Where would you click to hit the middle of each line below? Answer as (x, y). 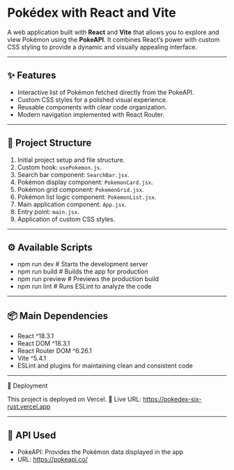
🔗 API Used (32, 435)
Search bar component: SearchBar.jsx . (73, 174)
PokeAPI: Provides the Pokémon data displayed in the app (100, 452)
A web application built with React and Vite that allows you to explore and (113, 32)
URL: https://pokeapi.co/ (53, 459)
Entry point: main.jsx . (48, 211)
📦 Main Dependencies (58, 316)
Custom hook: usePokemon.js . (60, 167)
